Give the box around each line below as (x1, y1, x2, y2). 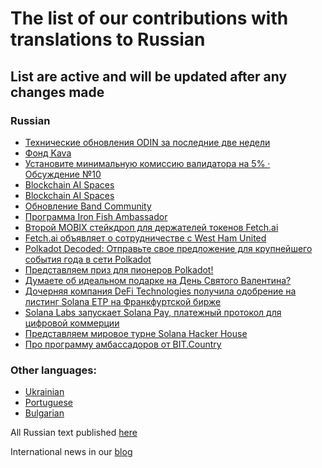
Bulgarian (24, 407, 65, 419)
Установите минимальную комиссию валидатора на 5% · (24, 157, 271, 169)
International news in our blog (10, 446, 133, 458)
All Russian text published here (10, 427, 138, 439)
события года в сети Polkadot (24, 253, 152, 265)
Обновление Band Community (24, 200, 152, 212)
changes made (10, 83, 105, 101)
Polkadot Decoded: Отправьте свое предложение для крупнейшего (24, 242, 313, 254)
